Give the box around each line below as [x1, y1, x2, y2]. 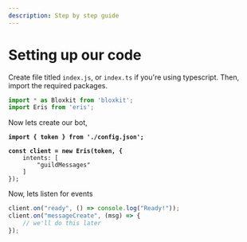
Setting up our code [8, 45, 142, 64]
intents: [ [22, 154, 59, 162]
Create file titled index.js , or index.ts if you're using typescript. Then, [8, 72, 240, 82]
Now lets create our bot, [8, 118, 88, 127]
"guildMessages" [37, 161, 91, 170]
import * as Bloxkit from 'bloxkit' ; [8, 96, 134, 104]
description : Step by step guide [8, 11, 120, 20]
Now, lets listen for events [8, 189, 93, 199]
